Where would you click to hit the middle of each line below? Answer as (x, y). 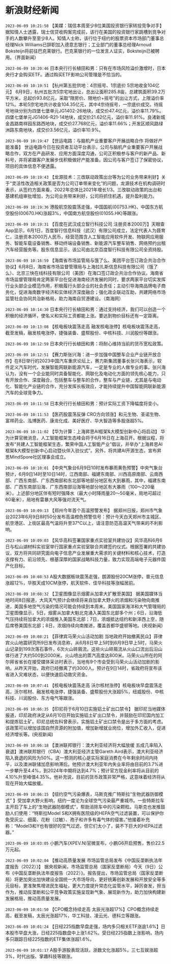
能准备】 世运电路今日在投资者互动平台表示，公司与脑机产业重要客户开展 (82, 147)
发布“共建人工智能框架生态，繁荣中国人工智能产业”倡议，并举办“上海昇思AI (84, 444)
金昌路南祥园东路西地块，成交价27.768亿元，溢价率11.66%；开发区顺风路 (82, 123)
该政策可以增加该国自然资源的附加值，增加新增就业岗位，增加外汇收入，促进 (85, 728)
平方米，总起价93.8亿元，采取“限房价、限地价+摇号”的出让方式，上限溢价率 (85, 98)
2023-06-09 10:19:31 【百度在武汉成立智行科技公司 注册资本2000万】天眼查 (85, 224)
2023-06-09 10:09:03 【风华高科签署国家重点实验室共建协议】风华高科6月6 (84, 540)
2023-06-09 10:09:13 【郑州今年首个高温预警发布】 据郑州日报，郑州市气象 (84, 510)
